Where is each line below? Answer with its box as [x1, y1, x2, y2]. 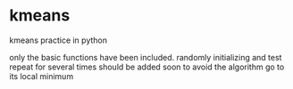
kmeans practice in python [9, 35, 107, 45]
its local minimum [9, 70, 74, 81]
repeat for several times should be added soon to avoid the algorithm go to [9, 61, 285, 72]
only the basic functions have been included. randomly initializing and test [9, 52, 282, 62]
